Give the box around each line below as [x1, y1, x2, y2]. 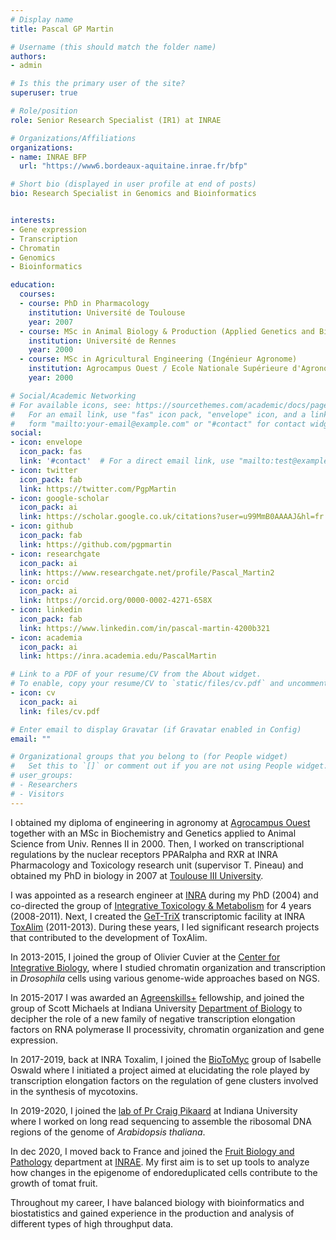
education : [10, 280, 56, 290]
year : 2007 [28, 317, 74, 327]
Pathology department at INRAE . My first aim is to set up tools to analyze [10, 1156, 310, 1168]
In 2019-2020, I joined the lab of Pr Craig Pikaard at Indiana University [10, 1104, 298, 1116]
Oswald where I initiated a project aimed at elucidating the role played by [10, 1064, 310, 1076]
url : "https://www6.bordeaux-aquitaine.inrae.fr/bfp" [19, 161, 248, 171]
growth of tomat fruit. [10, 1177, 98, 1189]
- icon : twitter [10, 465, 78, 475]
